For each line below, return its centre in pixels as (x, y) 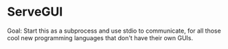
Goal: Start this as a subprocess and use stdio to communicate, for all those (114, 31)
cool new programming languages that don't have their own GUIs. (100, 37)
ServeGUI (35, 12)
